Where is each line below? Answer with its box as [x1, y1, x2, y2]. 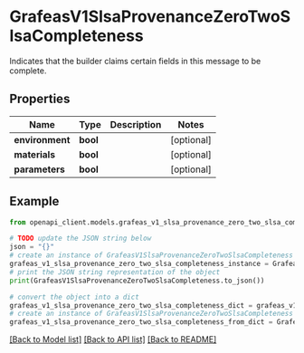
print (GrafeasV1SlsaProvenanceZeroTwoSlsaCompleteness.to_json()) [9, 276, 265, 285]
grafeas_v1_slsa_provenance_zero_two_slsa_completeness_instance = [9, 260, 270, 269]
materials [14, 148, 56, 160]
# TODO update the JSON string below [9, 234, 152, 243]
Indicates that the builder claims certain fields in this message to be [9, 55, 261, 66]
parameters [14, 163, 65, 176]
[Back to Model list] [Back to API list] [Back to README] [9, 334, 217, 345]
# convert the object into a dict [9, 292, 140, 301]
